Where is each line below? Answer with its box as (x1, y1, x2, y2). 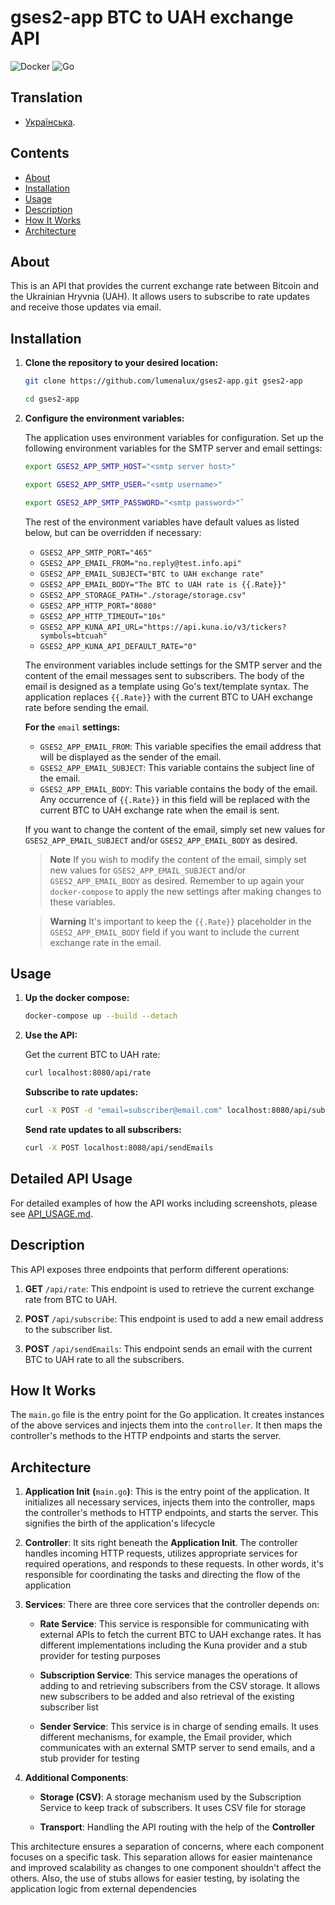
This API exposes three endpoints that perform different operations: (10, 1263, 290, 1275)
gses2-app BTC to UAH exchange (10, 6, 294, 29)
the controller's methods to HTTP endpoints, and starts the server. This (24, 1507, 319, 1519)
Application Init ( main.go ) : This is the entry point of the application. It (24, 1486, 310, 1498)
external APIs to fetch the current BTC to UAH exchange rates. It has (39, 1629, 322, 1641)
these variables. (49, 896, 116, 908)
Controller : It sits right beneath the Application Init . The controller (24, 1537, 298, 1549)
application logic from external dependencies (10, 1883, 197, 1895)
